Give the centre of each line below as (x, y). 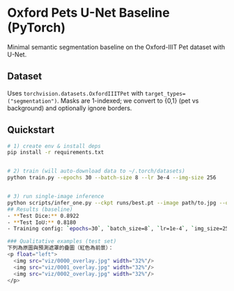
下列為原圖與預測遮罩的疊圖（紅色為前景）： (60, 248)
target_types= (165, 94)
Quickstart (31, 130)
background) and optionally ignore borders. (70, 108)
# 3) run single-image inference (56, 197)
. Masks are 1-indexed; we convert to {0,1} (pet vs (128, 100)
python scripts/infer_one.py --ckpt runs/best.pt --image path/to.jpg (112, 203)
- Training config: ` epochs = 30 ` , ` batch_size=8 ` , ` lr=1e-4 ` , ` (101, 229)
